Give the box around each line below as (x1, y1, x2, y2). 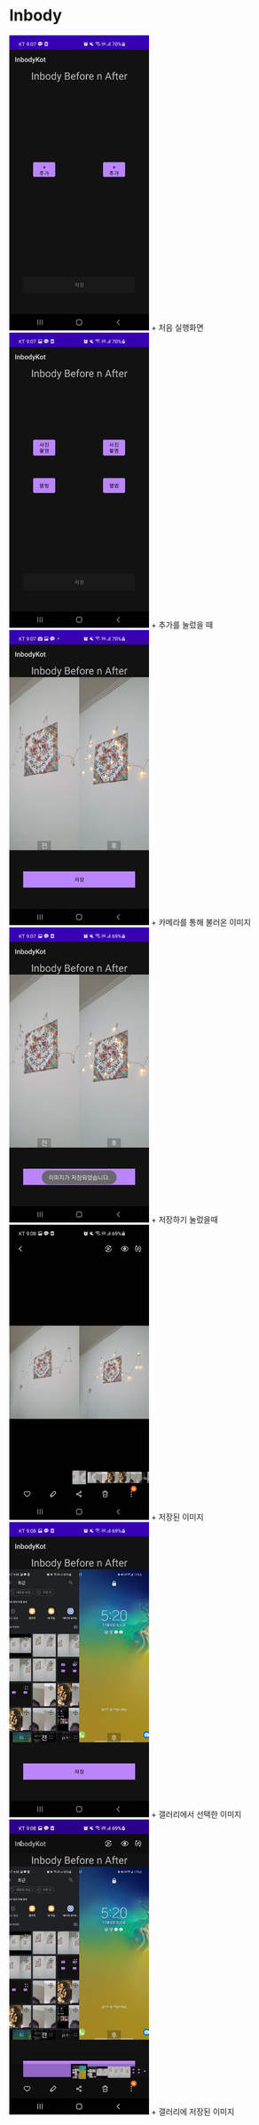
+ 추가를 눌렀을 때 (150, 620, 214, 630)
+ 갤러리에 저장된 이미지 (150, 2106, 235, 2117)
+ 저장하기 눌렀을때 (150, 1214, 219, 1225)
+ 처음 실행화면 (150, 321, 204, 333)
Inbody (9, 5, 62, 26)
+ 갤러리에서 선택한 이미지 (150, 1809, 242, 1820)
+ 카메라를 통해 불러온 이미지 (150, 917, 251, 928)
